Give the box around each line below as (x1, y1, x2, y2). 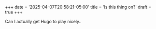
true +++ (5, 9, 23, 15)
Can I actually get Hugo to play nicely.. (5, 19, 82, 24)
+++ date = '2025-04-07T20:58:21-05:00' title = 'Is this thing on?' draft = (5, 4, 151, 10)
